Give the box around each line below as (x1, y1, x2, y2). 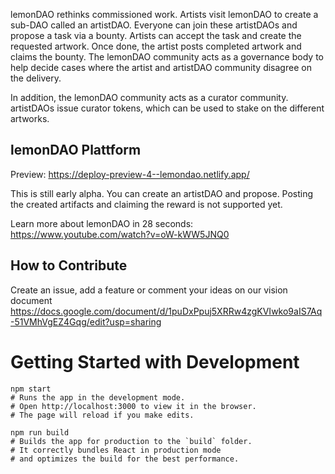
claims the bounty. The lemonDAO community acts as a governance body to (10, 51, 324, 63)
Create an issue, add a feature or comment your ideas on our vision (10, 284, 288, 296)
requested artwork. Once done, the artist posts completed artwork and (10, 40, 302, 52)
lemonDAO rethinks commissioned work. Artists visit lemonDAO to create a (10, 9, 319, 20)
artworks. (10, 113, 50, 124)
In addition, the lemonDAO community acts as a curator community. (10, 92, 289, 103)
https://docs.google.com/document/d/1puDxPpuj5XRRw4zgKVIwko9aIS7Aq (10, 305, 323, 317)
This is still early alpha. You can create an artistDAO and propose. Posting (10, 187, 314, 199)
